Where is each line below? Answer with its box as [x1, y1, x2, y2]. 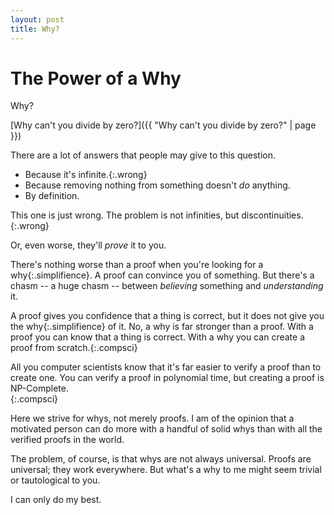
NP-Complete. [10, 382, 69, 395]
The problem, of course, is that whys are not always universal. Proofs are [10, 453, 312, 465]
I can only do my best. [10, 494, 102, 506]
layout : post [10, 14, 65, 25]
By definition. [24, 190, 80, 202]
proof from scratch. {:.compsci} [10, 342, 138, 354]
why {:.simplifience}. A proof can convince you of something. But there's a [10, 269, 315, 281]
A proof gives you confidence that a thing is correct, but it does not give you [10, 310, 325, 322]
